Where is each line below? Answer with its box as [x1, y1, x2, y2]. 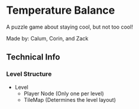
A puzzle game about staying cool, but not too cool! [6, 23, 133, 30]
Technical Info [6, 52, 61, 63]
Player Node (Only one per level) [23, 90, 104, 97]
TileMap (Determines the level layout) [23, 96, 116, 103]
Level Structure [6, 70, 52, 78]
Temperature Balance [6, 4, 115, 17]
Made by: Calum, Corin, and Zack [6, 35, 88, 42]
